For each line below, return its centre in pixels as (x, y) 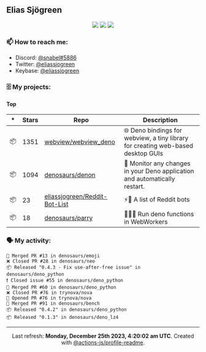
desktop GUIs (143, 154)
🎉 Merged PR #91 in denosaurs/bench (53, 303)
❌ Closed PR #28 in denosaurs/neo (51, 261)
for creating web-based (158, 146)
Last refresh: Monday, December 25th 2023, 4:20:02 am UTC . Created (103, 336)
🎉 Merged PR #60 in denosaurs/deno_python (61, 287)
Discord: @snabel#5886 (46, 58)
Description (160, 120)
